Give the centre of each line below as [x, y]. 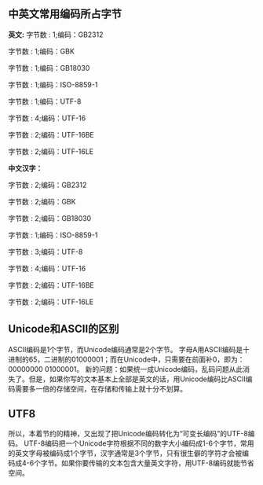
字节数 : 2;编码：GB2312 [47, 185]
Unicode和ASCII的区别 [64, 329]
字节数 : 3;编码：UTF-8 [46, 252]
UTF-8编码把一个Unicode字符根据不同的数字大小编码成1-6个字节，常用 [139, 443]
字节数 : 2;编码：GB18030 [50, 218]
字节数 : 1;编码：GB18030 [49, 68]
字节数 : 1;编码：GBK [41, 51]
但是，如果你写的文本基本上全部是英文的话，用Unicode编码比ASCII [137, 379]
